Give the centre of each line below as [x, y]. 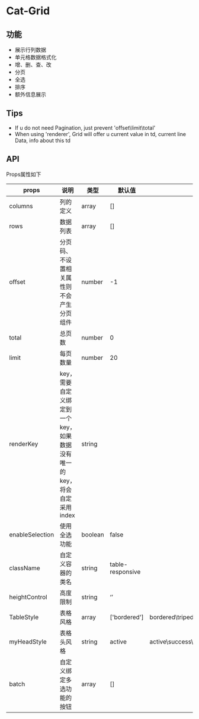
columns [21, 206]
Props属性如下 [24, 174]
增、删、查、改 [33, 65]
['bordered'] [127, 617]
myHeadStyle [28, 642]
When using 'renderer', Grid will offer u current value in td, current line [100, 134]
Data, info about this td [43, 140]
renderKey [24, 444]
